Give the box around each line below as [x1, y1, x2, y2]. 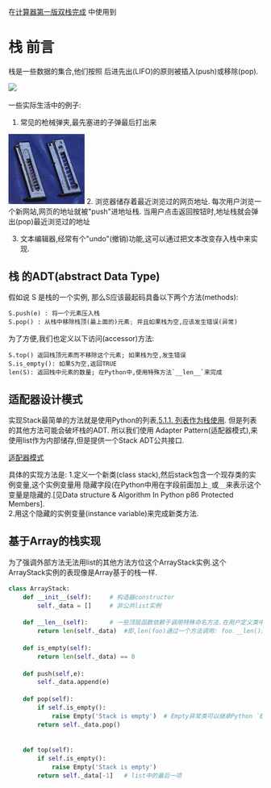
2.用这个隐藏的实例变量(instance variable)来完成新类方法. [8, 509, 199, 519]
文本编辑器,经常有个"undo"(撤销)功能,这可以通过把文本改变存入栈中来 [19, 233, 252, 244]
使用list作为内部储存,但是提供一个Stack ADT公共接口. [8, 436, 185, 445]
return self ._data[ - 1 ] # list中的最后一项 [37, 772, 182, 780]
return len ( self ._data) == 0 [37, 652, 135, 661]
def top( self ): [23, 746, 74, 754]
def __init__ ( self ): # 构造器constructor [23, 593, 175, 601]
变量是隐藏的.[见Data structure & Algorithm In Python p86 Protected [8, 490, 234, 500]
